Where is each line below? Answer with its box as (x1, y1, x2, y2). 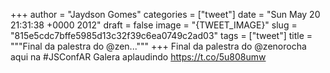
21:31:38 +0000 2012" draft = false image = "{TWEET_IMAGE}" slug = (10, 19, 298, 31)
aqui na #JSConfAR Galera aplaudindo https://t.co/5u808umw (10, 51, 267, 63)
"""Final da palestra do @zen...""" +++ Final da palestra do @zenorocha (10, 40, 307, 52)
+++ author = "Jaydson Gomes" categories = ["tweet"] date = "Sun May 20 (10, 9, 321, 20)
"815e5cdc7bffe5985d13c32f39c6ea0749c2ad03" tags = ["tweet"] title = (10, 30, 313, 41)
